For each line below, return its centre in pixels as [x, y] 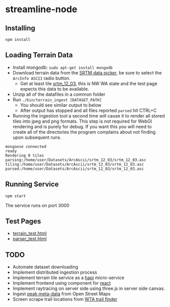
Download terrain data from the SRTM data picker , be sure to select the [87, 72]
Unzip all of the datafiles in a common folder [59, 94]
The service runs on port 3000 [37, 205]
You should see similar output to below [61, 105]
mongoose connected [26, 146]
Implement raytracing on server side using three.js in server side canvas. [89, 289]
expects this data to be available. [55, 89]
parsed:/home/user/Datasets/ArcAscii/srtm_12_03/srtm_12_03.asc [75, 169]
